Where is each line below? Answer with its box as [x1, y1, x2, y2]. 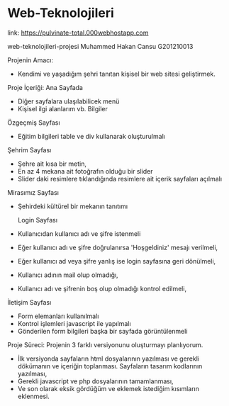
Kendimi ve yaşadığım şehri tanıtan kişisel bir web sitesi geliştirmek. [17, 69, 216, 78]
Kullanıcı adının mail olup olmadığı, [17, 271, 118, 279]
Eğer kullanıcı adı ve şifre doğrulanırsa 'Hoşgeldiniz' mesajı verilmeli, [17, 243, 218, 252]
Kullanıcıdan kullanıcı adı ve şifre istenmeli [17, 229, 141, 238]
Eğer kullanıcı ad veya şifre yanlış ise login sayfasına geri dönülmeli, [17, 256, 216, 265]
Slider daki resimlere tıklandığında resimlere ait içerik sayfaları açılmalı [17, 174, 222, 183]
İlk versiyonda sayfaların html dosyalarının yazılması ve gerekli [17, 354, 200, 363]
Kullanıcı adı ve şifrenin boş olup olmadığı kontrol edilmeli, [17, 284, 186, 293]
